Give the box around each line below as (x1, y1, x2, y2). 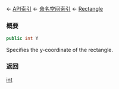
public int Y (6, 35, 39, 42)
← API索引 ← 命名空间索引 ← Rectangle (6, 5, 104, 12)
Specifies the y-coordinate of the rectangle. (6, 47, 113, 54)
